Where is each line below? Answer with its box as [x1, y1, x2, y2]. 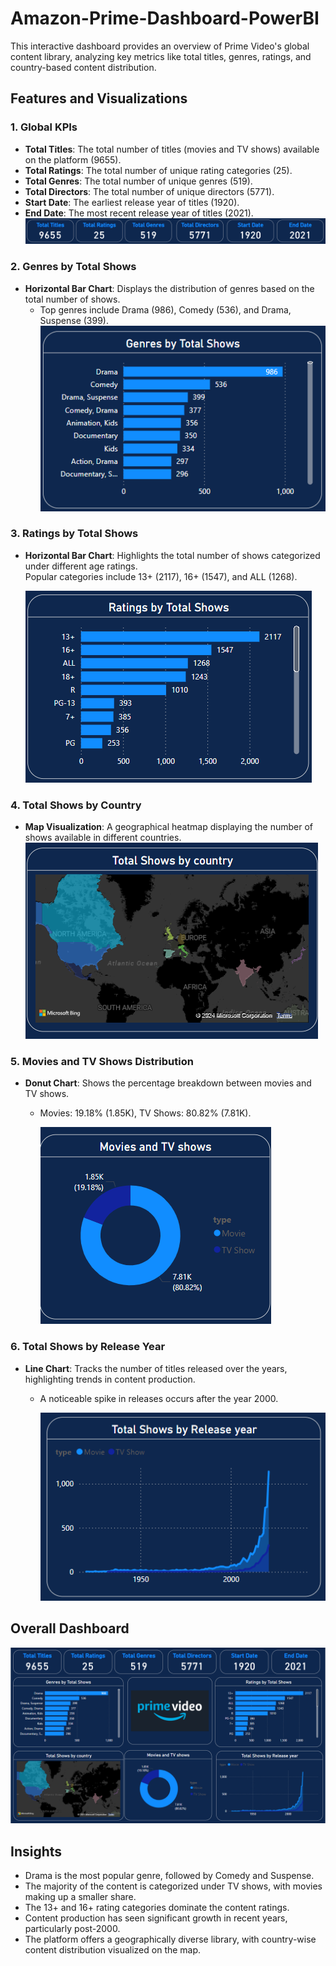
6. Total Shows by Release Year [10, 1340, 166, 1354]
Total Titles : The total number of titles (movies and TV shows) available [24, 143, 320, 155]
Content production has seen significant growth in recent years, [24, 1912, 288, 1924]
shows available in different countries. [24, 832, 182, 844]
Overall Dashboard [10, 1620, 130, 1637]
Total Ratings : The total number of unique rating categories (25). [24, 164, 293, 176]
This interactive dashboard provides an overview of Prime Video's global [10, 40, 310, 52]
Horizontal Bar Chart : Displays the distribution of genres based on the [24, 282, 315, 294]
